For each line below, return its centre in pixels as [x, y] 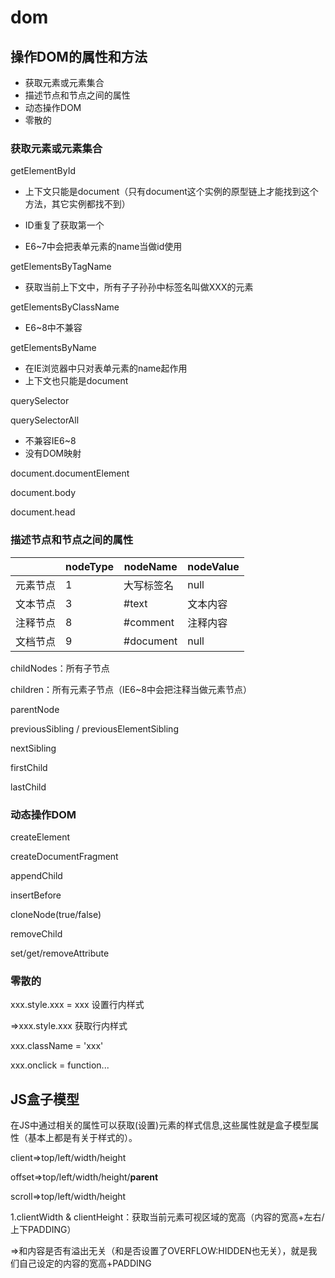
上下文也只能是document [76, 381]
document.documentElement [70, 473]
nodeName [150, 566]
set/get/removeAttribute [60, 953]
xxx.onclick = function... [60, 1065]
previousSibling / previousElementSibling [94, 728]
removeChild [36, 933]
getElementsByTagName [61, 267]
